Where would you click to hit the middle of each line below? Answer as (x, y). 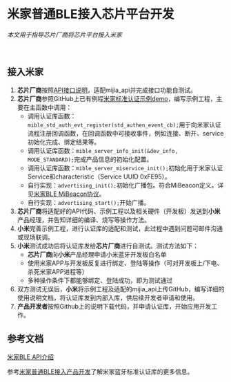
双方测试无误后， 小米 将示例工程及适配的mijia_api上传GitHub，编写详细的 (121, 289)
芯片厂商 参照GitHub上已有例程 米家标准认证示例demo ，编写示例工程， (117, 98)
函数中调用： (54, 107)
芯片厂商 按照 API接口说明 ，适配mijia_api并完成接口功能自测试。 (107, 90)
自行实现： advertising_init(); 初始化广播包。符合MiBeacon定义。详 (125, 185)
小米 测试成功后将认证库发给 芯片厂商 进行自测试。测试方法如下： (108, 246)
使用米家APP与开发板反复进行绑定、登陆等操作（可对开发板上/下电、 (125, 263)
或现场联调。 (35, 237)
